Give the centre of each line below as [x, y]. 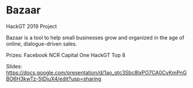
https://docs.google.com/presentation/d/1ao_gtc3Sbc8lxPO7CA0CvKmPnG [96, 72]
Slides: [14, 66]
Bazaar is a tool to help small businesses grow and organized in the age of [95, 37]
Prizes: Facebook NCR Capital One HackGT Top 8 [66, 55]
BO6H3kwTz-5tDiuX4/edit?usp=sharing [54, 79]
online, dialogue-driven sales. [42, 44]
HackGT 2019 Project [31, 26]
